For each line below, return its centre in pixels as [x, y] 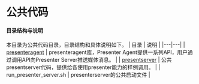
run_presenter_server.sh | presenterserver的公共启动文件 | [79, 75]
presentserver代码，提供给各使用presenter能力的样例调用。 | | [83, 67]
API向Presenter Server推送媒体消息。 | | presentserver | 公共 [97, 60]
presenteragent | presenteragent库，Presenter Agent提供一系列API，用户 [97, 52]
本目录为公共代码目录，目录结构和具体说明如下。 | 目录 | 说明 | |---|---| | [96, 45]
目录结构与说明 [25, 30]
